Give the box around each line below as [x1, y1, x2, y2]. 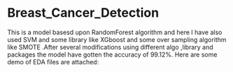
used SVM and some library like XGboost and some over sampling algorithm [7, 35, 227, 43]
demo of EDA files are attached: [7, 57, 99, 66]
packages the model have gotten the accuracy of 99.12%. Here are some [7, 50, 218, 59]
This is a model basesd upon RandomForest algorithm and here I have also [7, 28, 223, 36]
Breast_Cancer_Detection [7, 5, 160, 21]
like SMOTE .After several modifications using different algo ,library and [7, 43, 213, 51]
